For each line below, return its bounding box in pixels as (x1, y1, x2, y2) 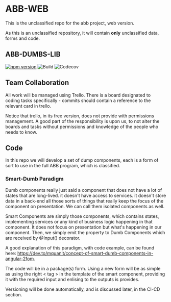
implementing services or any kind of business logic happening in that (5, 218, 153, 224)
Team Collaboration (5, 79, 69, 87)
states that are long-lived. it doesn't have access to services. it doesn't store (5, 192, 166, 198)
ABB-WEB (5, 3, 48, 15)
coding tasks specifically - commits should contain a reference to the (5, 97, 151, 104)
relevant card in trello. (5, 103, 52, 109)
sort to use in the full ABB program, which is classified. (5, 163, 120, 169)
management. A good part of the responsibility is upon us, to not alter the (5, 118, 160, 124)
